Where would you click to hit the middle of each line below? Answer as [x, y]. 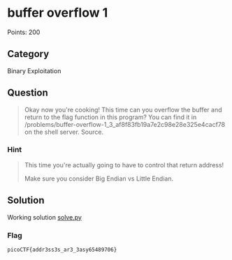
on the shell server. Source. [64, 132]
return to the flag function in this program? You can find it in [110, 117]
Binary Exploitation [34, 70]
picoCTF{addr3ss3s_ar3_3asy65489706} [62, 250]
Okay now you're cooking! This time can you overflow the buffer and [123, 109]
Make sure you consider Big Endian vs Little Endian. [99, 178]
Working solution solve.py [45, 217]
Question [28, 93]
